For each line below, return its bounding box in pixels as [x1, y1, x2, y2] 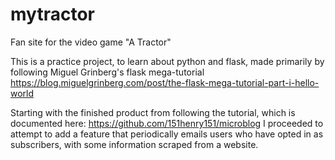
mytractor [10, 3, 95, 26]
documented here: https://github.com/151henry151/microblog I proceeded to [10, 117, 324, 129]
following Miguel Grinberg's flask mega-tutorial [10, 66, 205, 78]
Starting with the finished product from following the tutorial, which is [10, 106, 296, 118]
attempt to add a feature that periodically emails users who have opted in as [10, 128, 324, 140]
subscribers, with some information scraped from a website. [10, 138, 259, 150]
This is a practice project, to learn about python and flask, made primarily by [10, 55, 325, 67]
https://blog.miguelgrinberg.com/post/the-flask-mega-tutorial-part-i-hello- [10, 76, 320, 88]
